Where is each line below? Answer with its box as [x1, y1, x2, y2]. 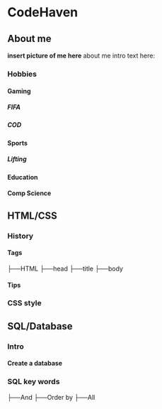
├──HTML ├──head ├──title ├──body [7, 264, 124, 273]
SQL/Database [7, 320, 73, 332]
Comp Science [7, 189, 52, 197]
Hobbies [7, 69, 37, 79]
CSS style [7, 298, 42, 308]
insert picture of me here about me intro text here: [7, 51, 156, 60]
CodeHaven [7, 4, 79, 21]
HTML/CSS [7, 209, 58, 222]
